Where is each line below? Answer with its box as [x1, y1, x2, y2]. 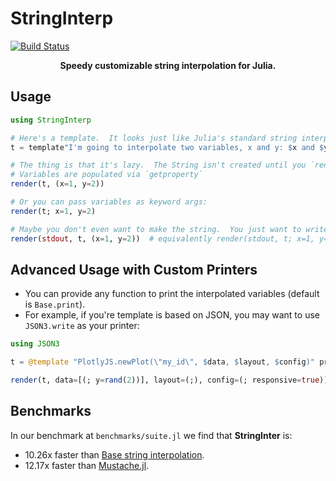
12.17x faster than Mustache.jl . [24, 459, 150, 471]
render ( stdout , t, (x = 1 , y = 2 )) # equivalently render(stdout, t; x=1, [10, 233, 315, 244]
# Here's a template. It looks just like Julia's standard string [10, 133, 298, 143]
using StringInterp [10, 115, 92, 125]
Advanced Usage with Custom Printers [10, 261, 258, 278]
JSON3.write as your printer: [24, 320, 140, 332]
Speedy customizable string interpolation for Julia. [59, 59, 277, 71]
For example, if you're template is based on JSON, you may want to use [24, 309, 320, 321]
